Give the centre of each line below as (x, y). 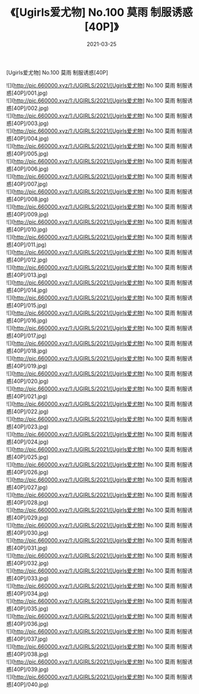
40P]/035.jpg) (31, 608)
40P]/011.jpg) (30, 244)
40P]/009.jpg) (31, 214)
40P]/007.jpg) (31, 184)
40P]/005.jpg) (31, 153)
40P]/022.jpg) (31, 411)
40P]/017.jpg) (30, 335)
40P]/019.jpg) (31, 366)
